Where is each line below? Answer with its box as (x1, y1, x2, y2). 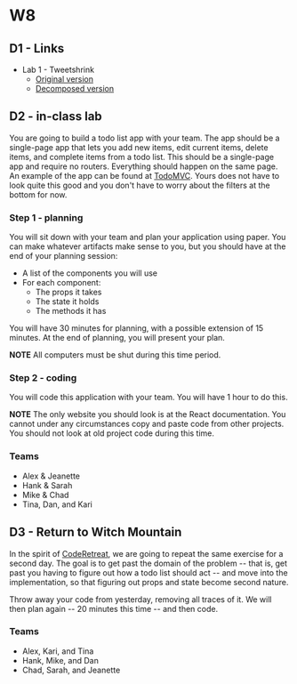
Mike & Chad (21, 489, 69, 500)
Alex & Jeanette (21, 471, 80, 481)
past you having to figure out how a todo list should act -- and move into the (9, 567, 288, 578)
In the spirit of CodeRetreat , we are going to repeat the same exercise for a (9, 548, 284, 559)
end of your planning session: (9, 251, 118, 262)
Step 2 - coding (9, 372, 77, 384)
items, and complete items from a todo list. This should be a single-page (9, 151, 274, 162)
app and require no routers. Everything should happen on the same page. (9, 161, 278, 172)
